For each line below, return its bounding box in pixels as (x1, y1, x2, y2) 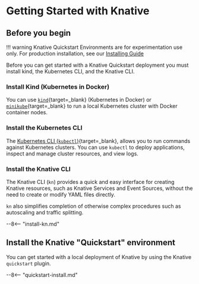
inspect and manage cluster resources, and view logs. (6, 150, 138, 157)
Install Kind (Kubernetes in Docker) (6, 82, 110, 90)
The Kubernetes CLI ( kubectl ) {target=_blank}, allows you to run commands (6, 137, 191, 144)
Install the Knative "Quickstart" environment (6, 238, 175, 248)
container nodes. (6, 109, 48, 116)
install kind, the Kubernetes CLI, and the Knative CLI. (6, 68, 135, 75)
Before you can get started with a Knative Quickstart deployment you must (6, 61, 189, 68)
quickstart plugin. (6, 260, 52, 267)
